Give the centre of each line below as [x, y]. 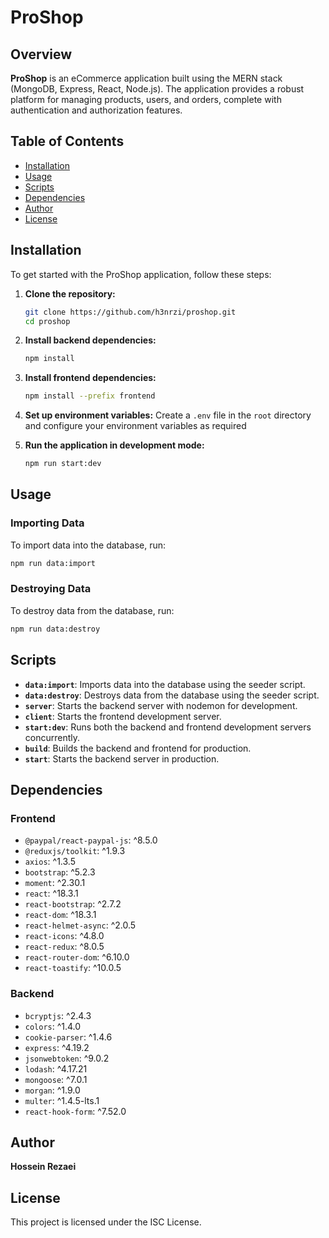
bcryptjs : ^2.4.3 [58, 1015]
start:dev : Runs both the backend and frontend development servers [168, 727]
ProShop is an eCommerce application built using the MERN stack [146, 78]
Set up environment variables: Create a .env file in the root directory [168, 415]
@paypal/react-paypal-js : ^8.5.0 [91, 840]
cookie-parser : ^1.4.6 [68, 1037]
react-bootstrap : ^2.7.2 [73, 904]
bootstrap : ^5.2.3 [60, 872]
